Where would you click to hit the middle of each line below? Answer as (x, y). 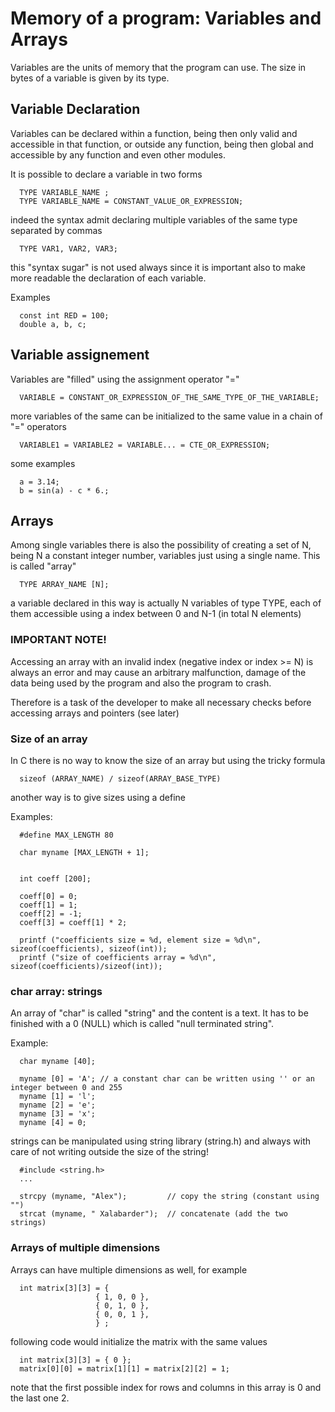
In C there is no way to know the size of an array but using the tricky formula (168, 760)
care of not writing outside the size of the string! (109, 1152)
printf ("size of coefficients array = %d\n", (118, 957)
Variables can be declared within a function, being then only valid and (154, 133)
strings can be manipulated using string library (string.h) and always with (161, 1141)
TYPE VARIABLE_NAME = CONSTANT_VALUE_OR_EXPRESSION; (131, 201)
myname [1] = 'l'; (58, 1097)
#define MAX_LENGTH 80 (66, 835)
